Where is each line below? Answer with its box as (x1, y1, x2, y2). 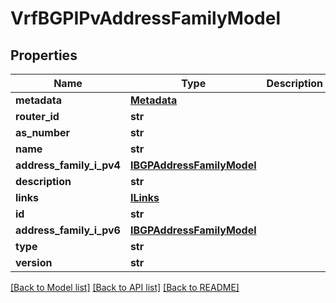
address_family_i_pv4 (15, 158, 121, 172)
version (15, 256, 53, 269)
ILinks (129, 191, 160, 204)
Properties (10, 47, 78, 64)
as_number (15, 126, 71, 139)
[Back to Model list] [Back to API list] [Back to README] (10, 282, 240, 293)
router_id (15, 110, 60, 123)
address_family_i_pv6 (15, 223, 121, 237)
